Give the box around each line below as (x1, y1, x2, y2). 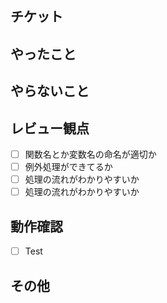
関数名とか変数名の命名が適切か (24, 148, 157, 160)
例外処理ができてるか (24, 161, 113, 173)
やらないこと (10, 83, 90, 100)
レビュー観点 (10, 120, 90, 137)
